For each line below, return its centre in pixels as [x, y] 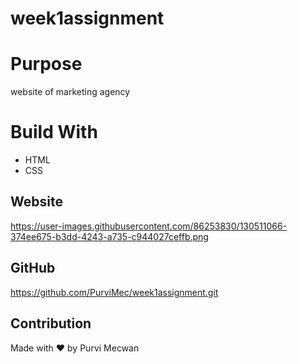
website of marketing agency [70, 92]
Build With [54, 132]
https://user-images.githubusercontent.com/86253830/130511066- [149, 226]
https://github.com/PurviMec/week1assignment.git [114, 292]
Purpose [46, 64]
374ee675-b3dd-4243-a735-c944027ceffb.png [109, 236]
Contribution [51, 323]
